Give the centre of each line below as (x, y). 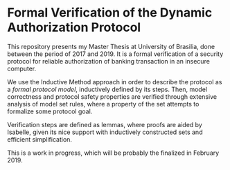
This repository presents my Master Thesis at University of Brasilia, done (111, 46)
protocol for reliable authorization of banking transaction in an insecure (108, 61)
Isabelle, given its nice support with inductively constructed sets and (105, 132)
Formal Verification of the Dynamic (110, 13)
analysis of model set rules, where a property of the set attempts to (103, 104)
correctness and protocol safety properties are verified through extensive (112, 96)
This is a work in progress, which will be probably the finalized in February (113, 153)
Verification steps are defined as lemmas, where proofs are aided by (105, 124)
